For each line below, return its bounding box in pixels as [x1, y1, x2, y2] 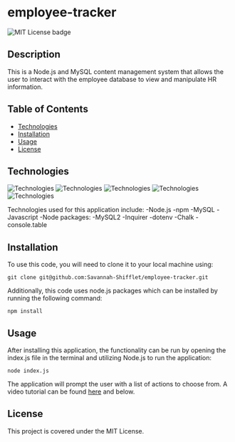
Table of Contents [7, 103, 89, 115]
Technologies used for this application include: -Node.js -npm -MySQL [7, 206, 215, 214]
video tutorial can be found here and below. [7, 387, 135, 396]
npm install [7, 307, 43, 315]
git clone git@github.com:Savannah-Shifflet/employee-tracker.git [7, 274, 209, 281]
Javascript [7, 213, 38, 221]
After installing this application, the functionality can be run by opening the [7, 346, 226, 354]
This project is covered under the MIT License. [7, 426, 145, 435]
